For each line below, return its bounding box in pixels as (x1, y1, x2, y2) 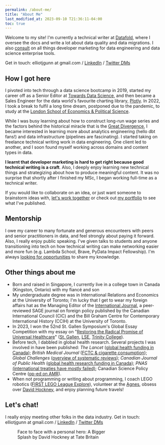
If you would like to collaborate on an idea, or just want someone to (5, 190, 141, 196)
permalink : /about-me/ (5, 7, 52, 12)
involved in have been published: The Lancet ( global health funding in (12, 344, 154, 350)
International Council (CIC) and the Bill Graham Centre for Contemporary (12, 312, 160, 319)
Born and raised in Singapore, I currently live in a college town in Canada (12, 281, 160, 287)
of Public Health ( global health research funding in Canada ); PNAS (12, 360, 148, 366)
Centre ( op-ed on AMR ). (12, 370, 62, 376)
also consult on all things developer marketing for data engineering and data (5, 45, 160, 51)
